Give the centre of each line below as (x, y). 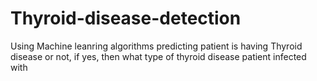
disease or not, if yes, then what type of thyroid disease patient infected (158, 56)
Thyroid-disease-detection (126, 18)
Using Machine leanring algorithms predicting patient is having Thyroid (156, 46)
